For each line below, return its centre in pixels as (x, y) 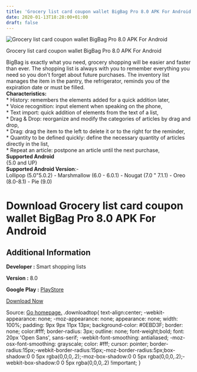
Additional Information (48, 252)
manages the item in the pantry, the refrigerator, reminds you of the (88, 81)
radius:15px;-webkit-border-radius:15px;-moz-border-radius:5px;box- (91, 350)
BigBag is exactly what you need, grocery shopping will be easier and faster (98, 62)
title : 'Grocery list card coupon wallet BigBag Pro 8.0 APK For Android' (100, 12)
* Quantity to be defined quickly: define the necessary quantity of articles (96, 138)
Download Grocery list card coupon (95, 206)
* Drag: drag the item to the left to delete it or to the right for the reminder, (96, 131)
